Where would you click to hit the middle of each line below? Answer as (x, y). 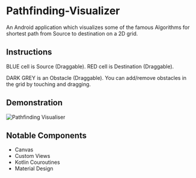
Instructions (29, 52)
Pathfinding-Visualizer (63, 11)
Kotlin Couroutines (37, 162)
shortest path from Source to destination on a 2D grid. (72, 33)
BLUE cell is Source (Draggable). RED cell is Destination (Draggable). (90, 66)
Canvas (24, 150)
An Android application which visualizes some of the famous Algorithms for (98, 27)
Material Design (34, 169)
